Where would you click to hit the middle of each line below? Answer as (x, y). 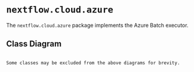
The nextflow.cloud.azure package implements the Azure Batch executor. (97, 25)
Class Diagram (34, 44)
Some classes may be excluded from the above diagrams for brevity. (93, 63)
